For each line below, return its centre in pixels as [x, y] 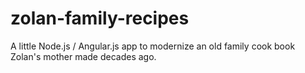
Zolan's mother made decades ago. [83, 56]
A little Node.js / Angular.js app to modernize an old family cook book [153, 46]
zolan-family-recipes [100, 18]
